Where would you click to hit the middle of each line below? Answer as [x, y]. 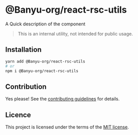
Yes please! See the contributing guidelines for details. [62, 99]
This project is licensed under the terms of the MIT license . [67, 127]
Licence [18, 115]
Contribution [26, 87]
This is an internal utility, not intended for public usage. [75, 33]
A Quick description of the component [45, 24]
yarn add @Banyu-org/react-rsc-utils [45, 61]
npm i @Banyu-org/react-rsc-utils [42, 71]
